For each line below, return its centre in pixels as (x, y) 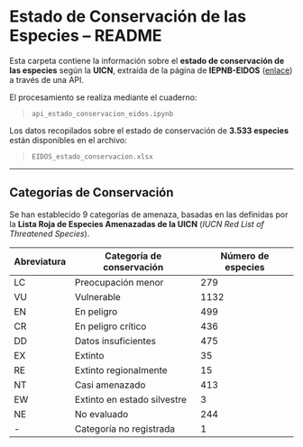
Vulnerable (98, 296)
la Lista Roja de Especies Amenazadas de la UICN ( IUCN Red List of (137, 223)
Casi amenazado (110, 385)
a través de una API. (46, 79)
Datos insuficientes (115, 341)
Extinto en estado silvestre (131, 399)
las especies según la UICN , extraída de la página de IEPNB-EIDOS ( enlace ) (151, 70)
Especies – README (86, 36)
